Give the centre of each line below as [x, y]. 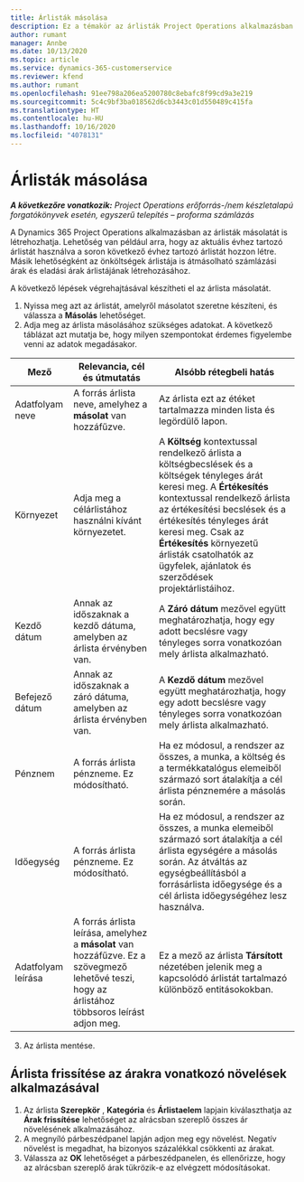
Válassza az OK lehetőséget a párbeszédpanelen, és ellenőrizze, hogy [154, 1158]
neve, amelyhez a [110, 404]
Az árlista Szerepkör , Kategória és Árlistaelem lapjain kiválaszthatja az [157, 1110]
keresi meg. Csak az [201, 531]
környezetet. [99, 531]
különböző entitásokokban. [216, 989]
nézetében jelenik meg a [210, 966]
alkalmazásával [55, 1088]
